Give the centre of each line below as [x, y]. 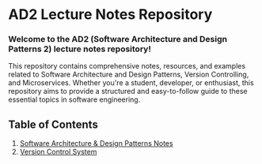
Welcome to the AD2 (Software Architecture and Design [118, 39]
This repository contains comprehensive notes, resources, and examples [127, 66]
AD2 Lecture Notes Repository [110, 15]
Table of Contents [53, 124]
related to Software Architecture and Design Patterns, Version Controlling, [129, 75]
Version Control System [58, 152]
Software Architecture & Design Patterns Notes [96, 143]
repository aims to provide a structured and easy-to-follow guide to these [128, 91]
